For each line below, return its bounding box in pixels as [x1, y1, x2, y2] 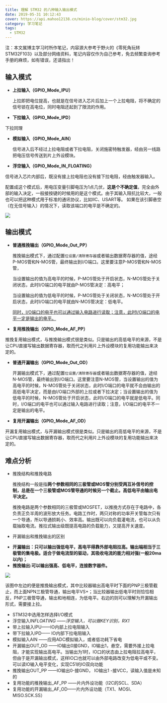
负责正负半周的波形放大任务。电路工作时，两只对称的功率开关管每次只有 [12, 510, 161, 517]
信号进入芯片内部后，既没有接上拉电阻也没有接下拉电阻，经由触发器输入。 [5, 173, 158, 179]
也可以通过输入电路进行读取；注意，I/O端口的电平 [49, 401, 151, 407]
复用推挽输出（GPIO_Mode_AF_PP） [12, 326, 88, 332]
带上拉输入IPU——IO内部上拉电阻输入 [12, 624, 90, 630]
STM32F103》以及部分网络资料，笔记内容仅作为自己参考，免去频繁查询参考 [5, 51, 161, 57]
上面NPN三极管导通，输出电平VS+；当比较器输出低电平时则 [18, 589, 141, 595]
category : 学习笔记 [5, 21, 43, 26]
